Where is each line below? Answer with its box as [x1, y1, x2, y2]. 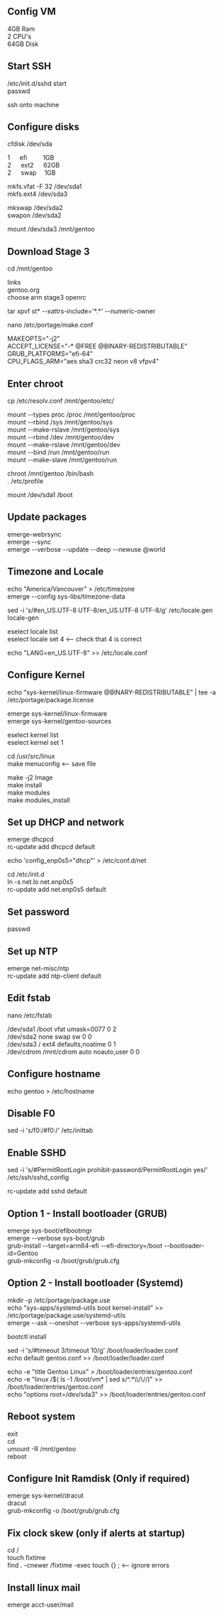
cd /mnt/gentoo [7, 264, 53, 273]
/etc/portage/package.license [7, 695, 94, 704]
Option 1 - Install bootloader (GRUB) [7, 1207, 168, 1220]
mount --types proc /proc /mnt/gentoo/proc [7, 410, 136, 419]
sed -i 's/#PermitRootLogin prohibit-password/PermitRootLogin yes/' [7, 1166, 208, 1174]
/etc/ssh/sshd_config [7, 1173, 69, 1181]
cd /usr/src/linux [7, 752, 55, 760]
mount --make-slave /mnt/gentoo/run [7, 456, 118, 464]
